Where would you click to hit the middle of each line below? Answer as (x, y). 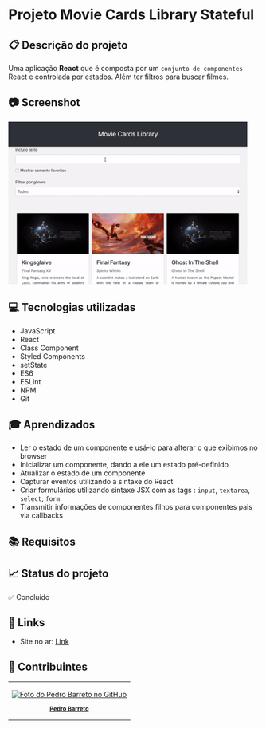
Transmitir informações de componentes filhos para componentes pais (136, 507)
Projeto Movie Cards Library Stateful (131, 15)
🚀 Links (27, 623)
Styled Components (53, 356)
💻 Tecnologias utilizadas (72, 307)
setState (33, 364)
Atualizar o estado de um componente (82, 473)
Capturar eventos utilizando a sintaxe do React (96, 482)
